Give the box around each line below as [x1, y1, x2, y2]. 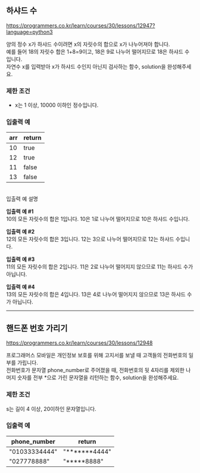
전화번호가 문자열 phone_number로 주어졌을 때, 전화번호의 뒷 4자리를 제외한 [6, 367, 185, 374]
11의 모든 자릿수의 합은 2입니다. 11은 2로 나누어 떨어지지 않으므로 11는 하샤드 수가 [6, 263, 193, 271]
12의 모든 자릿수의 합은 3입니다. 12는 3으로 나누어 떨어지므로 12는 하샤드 [6, 235, 174, 243]
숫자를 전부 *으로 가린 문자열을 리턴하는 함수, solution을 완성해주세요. [17, 374, 179, 381]
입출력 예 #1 [6, 208, 34, 215]
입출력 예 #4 [6, 283, 35, 291]
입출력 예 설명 [6, 195, 39, 202]
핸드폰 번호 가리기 [6, 323, 68, 333]
